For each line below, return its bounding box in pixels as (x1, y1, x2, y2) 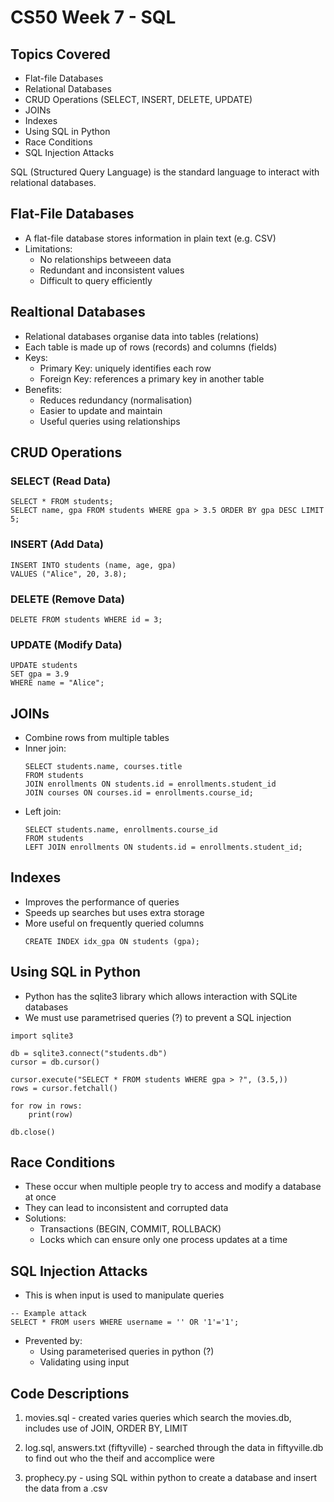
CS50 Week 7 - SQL (10, 6, 177, 29)
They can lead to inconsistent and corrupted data (24, 1202, 229, 1214)
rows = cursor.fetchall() (10, 1083, 118, 1093)
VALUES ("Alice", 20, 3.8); (10, 569, 128, 579)
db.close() (10, 1127, 56, 1137)
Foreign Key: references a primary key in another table (39, 372, 265, 385)
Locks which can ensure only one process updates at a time (39, 1234, 288, 1246)
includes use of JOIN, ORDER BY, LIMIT (24, 1422, 188, 1435)
